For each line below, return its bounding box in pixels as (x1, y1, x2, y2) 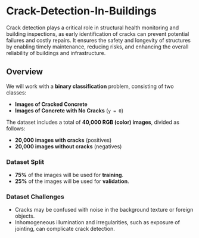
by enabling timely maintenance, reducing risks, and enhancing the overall (6, 43, 189, 50)
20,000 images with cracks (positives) (14, 136, 112, 144)
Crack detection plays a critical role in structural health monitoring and (6, 24, 179, 31)
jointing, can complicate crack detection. (14, 225, 115, 233)
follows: (6, 124, 26, 132)
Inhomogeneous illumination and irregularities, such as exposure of (14, 219, 181, 226)
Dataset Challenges (6, 193, 64, 201)
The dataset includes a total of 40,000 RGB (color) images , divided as (6, 118, 180, 126)
